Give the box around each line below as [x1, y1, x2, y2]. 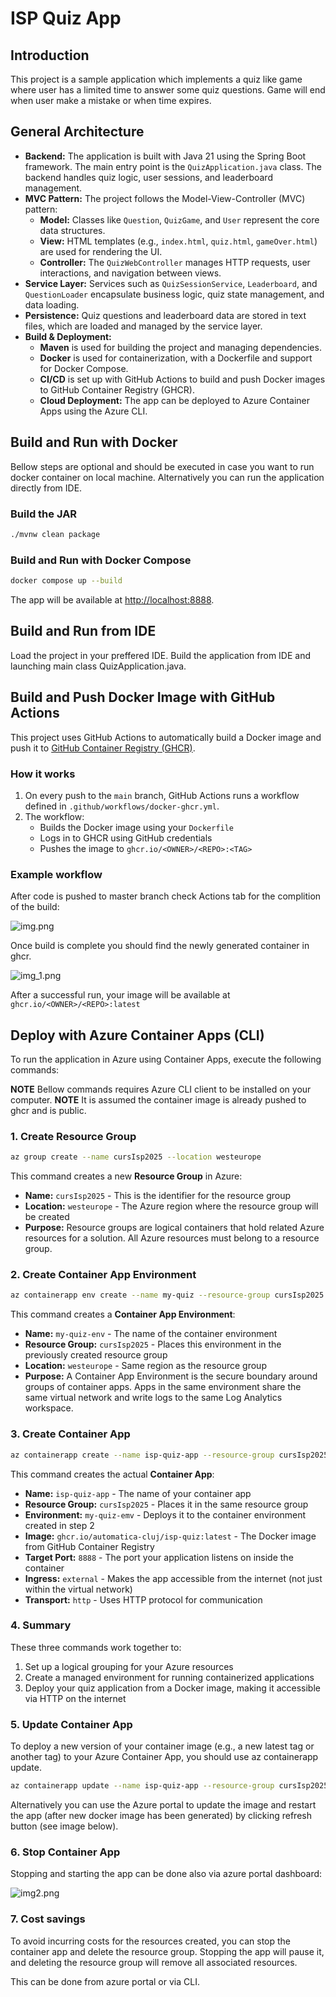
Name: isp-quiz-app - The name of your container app [24, 1487, 252, 1499]
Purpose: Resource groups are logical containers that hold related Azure [24, 1222, 325, 1234]
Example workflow [10, 867, 103, 881]
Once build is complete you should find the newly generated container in [10, 940, 310, 952]
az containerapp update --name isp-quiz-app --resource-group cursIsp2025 [10, 1781, 329, 1791]
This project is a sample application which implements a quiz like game [10, 73, 303, 85]
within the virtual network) [24, 1583, 133, 1595]
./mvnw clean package [10, 529, 101, 539]
